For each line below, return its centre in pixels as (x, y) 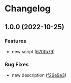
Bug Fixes (17, 64)
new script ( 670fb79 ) (33, 51)
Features (16, 41)
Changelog (28, 9)
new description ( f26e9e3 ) (39, 75)
